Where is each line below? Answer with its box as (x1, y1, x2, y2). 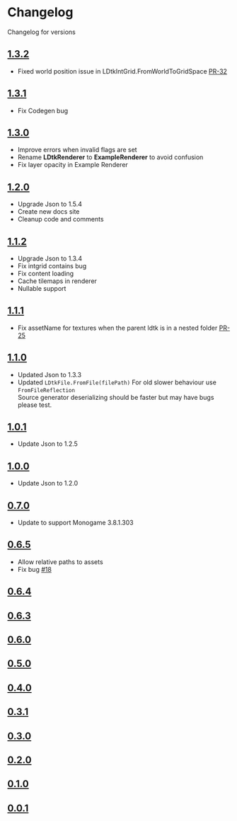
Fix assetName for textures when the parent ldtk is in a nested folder (17, 323, 218, 332)
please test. (17, 401, 52, 409)
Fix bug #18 (17, 565, 52, 573)
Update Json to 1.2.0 (17, 479, 79, 488)
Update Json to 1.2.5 (17, 440, 78, 448)
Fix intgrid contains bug (17, 262, 87, 270)
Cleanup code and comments (17, 215, 104, 224)
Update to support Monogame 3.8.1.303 (17, 518, 134, 527)
